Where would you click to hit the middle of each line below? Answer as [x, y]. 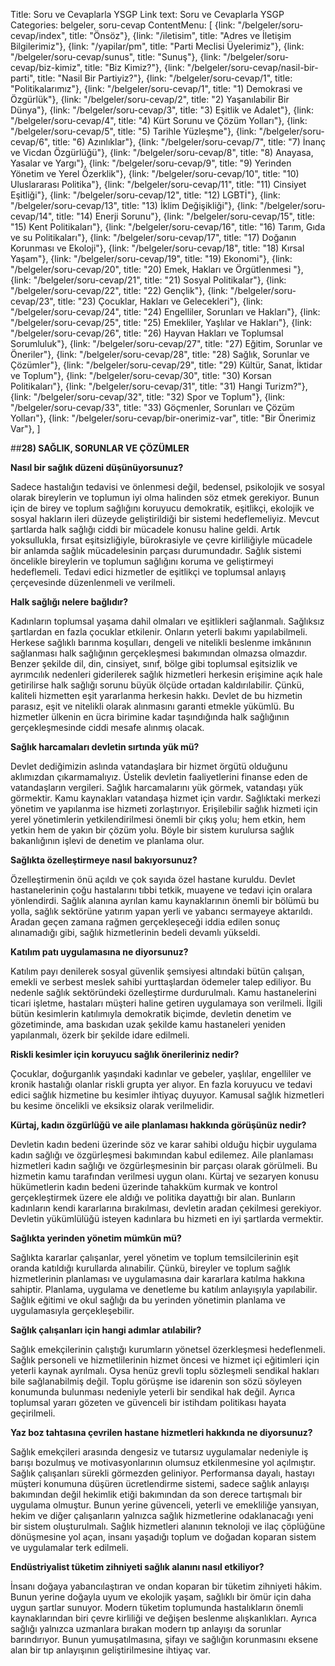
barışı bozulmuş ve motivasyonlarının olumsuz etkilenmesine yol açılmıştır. [163, 1462]
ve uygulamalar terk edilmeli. [69, 1547]
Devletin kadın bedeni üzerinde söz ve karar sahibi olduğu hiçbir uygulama [164, 1144]
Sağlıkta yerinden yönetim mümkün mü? [96, 1238]
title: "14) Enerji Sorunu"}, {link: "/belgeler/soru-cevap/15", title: [185, 216]
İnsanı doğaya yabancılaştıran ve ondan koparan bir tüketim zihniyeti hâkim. [166, 1586]
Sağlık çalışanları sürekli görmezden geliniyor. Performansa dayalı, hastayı [162, 1473]
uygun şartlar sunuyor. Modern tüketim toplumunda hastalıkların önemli [157, 1607]
